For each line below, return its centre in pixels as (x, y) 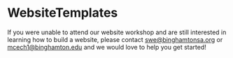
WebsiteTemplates (63, 13)
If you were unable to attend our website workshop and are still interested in (117, 32)
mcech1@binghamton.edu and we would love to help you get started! (107, 47)
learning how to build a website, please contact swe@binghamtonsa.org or (115, 39)
